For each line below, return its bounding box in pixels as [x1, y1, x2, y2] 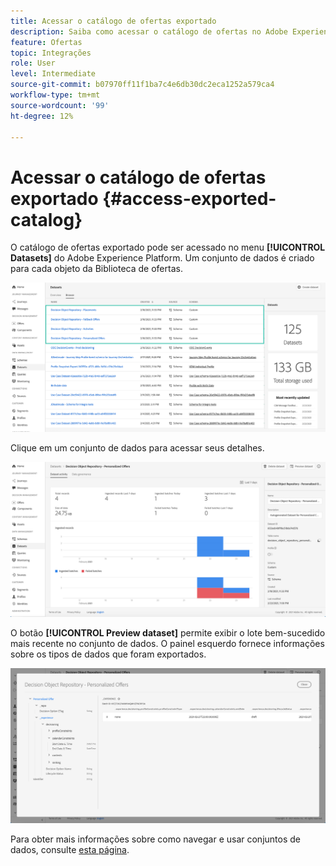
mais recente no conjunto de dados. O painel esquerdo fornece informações [10, 638, 325, 650]
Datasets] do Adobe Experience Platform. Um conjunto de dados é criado [10, 252, 315, 264]
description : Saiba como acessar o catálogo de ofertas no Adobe [10, 26, 288, 37]
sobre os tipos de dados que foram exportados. [10, 648, 207, 660]
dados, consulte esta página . [10, 843, 130, 855]
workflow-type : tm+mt [10, 90, 101, 100]
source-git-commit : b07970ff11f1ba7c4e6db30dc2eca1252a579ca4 [10, 80, 275, 90]
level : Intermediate [10, 69, 97, 79]
